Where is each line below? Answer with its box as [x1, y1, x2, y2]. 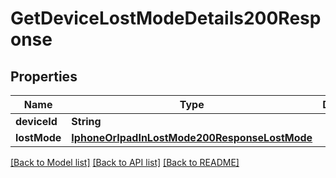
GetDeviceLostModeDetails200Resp [10, 7, 322, 30]
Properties [10, 68, 78, 85]
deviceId [15, 115, 58, 128]
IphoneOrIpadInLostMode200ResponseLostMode [71, 131, 313, 144]
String [71, 115, 102, 128]
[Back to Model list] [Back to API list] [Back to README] [10, 157, 240, 168]
